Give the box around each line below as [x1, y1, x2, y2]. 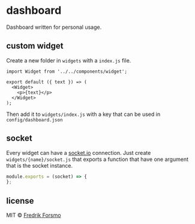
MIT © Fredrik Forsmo [6, 211, 61, 219]
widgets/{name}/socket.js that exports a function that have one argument [6, 156, 189, 163]
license [6, 196, 34, 206]
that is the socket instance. [6, 162, 73, 169]
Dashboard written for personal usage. [6, 23, 102, 31]
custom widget [6, 41, 64, 51]
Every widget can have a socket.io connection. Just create [6, 149, 151, 156]
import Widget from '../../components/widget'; [6, 68, 128, 74]
